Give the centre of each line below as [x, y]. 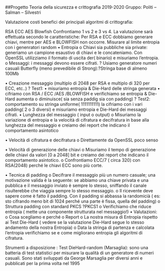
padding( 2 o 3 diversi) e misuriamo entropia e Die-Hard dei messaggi [76, 109]
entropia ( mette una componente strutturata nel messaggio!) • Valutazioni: [81, 212]
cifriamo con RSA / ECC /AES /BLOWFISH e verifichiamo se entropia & [76, 94]
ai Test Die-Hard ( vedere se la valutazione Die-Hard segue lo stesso [75, 222]
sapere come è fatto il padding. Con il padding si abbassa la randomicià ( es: [83, 196]
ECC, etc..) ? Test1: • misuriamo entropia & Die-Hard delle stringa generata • [82, 88]
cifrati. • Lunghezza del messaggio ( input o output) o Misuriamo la [73, 115]
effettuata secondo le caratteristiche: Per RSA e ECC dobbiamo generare [79, 37]
